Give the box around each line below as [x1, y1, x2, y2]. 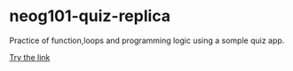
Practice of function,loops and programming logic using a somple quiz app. [9, 35, 285, 46]
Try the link [9, 52, 51, 62]
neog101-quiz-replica [9, 6, 171, 26]
